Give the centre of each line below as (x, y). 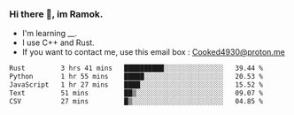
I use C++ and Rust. (58, 42)
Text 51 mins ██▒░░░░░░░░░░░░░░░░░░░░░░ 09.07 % (136, 93)
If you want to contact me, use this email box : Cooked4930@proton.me (153, 52)
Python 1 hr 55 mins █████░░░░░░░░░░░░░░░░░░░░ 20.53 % (136, 77)
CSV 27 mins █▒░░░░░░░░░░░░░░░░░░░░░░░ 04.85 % (136, 101)
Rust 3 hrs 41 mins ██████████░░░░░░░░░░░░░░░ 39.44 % (136, 69)
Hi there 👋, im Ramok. (56, 14)
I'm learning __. (50, 34)
